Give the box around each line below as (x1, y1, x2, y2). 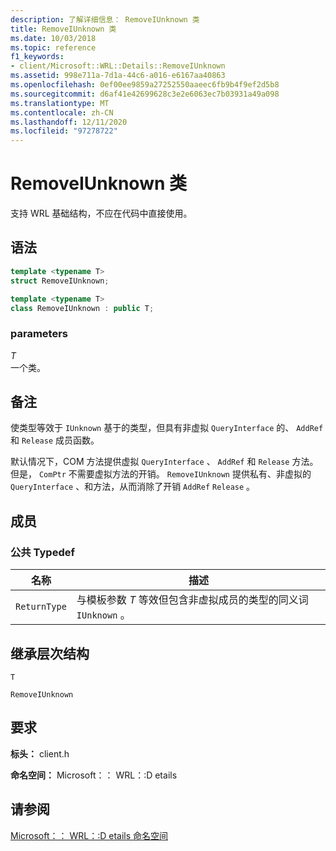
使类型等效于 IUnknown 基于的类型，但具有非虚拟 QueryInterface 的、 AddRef (10, 422, 324, 434)
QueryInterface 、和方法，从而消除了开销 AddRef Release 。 (10, 481, 256, 493)
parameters (10, 327, 68, 341)
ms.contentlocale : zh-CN (10, 107, 114, 118)
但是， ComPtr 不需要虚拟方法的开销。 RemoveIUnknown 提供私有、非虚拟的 (10, 468, 312, 480)
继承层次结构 (10, 645, 90, 662)
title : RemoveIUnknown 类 (10, 24, 117, 34)
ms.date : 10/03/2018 (10, 33, 97, 43)
